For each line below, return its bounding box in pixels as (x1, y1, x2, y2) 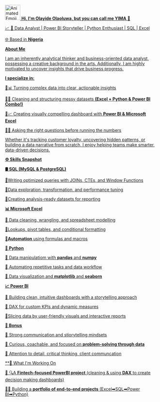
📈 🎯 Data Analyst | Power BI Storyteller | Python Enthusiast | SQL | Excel (5, 25, 150, 31)
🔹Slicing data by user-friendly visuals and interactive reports (5, 313, 126, 319)
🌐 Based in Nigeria (5, 36, 44, 42)
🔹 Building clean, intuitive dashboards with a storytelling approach (5, 294, 137, 300)
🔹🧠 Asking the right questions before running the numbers (5, 128, 122, 133)
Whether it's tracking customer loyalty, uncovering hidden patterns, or (5, 137, 145, 143)
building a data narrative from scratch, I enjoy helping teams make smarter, (5, 142, 155, 147)
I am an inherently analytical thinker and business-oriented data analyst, (5, 56, 149, 61)
